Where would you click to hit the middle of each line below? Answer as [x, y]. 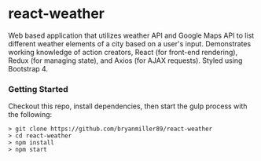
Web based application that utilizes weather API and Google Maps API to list [131, 35]
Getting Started [38, 89]
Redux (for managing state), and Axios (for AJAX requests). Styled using [125, 60]
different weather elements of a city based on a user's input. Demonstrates [130, 43]
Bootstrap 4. [28, 68]
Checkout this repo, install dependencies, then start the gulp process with [128, 106]
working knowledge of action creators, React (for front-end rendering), [123, 52]
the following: [30, 115]
